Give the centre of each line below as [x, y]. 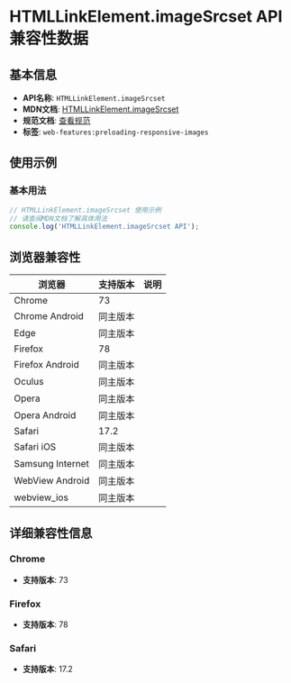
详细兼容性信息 [51, 533]
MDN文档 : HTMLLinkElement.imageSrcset [100, 109]
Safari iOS [35, 447]
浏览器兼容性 [45, 257]
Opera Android [45, 415]
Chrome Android [49, 316]
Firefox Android [46, 365]
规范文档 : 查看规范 [56, 120]
